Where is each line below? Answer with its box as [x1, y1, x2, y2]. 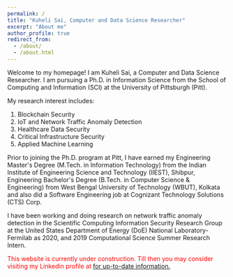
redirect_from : [7, 36, 52, 43]
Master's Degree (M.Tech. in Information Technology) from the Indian [7, 160, 207, 169]
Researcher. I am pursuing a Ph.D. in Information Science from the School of [7, 75, 227, 84]
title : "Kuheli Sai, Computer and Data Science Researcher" [7, 17, 186, 24]
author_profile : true [7, 29, 70, 37]
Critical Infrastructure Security [17, 132, 105, 140]
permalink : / [7, 10, 45, 17]
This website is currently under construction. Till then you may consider [7, 254, 214, 262]
